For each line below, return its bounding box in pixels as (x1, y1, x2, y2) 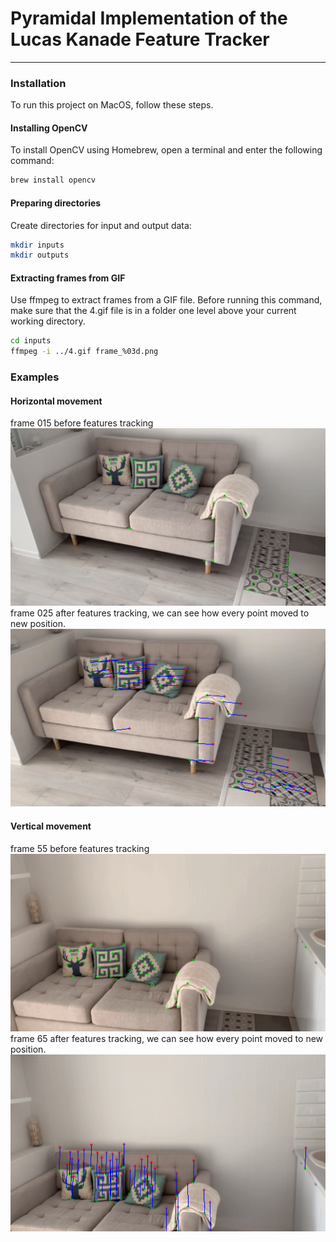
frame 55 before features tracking (10, 842, 150, 854)
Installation (10, 76, 67, 90)
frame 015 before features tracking (10, 417, 154, 429)
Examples (10, 370, 60, 384)
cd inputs (10, 336, 52, 346)
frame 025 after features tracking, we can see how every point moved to (10, 607, 310, 619)
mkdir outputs (10, 250, 70, 261)
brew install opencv (10, 175, 97, 186)
